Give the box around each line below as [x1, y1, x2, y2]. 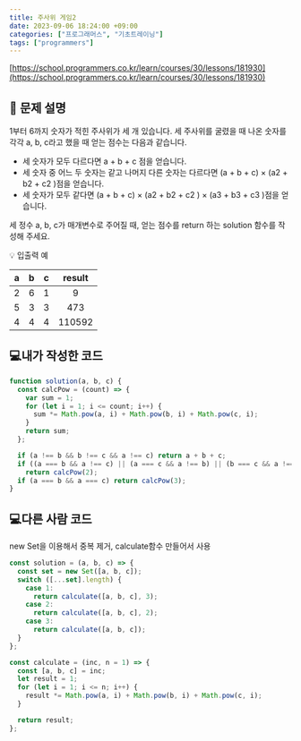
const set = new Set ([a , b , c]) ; [17, 566, 142, 575]
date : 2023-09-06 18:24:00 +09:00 [9, 21, 139, 30]
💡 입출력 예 [9, 250, 49, 260]
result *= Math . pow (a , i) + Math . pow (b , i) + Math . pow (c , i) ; [25, 691, 262, 701]
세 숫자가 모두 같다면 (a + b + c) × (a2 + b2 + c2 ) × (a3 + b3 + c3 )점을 [21, 190, 279, 200]
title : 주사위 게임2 [9, 13, 77, 22]
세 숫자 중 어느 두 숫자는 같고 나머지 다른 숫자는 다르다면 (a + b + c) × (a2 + [21, 167, 288, 178]
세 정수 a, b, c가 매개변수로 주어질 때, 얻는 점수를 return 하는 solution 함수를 [9, 220, 276, 231]
